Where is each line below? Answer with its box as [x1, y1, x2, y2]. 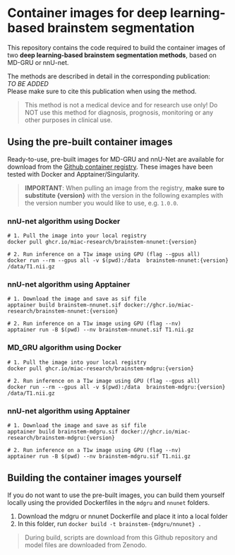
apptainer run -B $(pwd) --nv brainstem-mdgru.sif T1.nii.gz [7, 453, 191, 460]
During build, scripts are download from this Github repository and [24, 533, 217, 542]
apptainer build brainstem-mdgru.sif [7, 428, 119, 435]
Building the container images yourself [7, 472, 182, 484]
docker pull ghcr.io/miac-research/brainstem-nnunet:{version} [7, 239, 198, 246]
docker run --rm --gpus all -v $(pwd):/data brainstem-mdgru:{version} [7, 383, 226, 390]
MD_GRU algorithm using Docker [7, 342, 122, 352]
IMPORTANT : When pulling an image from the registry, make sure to [24, 184, 225, 192]
